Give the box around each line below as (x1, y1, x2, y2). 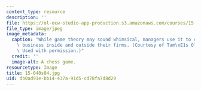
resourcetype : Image (6, 64, 58, 71)
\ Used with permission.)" (17, 48, 84, 54)
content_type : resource (6, 8, 66, 15)
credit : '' (11, 53, 39, 59)
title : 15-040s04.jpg (6, 70, 60, 76)
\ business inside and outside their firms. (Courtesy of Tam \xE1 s (17, 43, 188, 48)
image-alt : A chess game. (11, 59, 77, 65)
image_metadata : (6, 31, 47, 37)
